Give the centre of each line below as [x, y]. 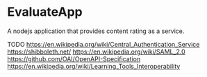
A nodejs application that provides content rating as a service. [96, 31]
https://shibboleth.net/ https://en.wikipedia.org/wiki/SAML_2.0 [96, 52]
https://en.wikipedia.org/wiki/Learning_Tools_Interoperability [94, 66]
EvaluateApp [45, 12]
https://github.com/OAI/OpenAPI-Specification [74, 58]
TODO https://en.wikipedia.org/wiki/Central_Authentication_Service [104, 44]
